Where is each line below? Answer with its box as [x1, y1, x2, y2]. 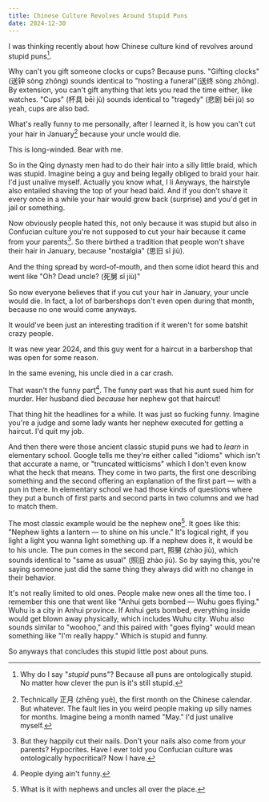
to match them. [8, 502, 58, 512]
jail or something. [8, 202, 66, 213]
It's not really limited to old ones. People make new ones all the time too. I [8, 588, 251, 597]
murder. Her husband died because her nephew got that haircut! [8, 394, 221, 403]
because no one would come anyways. [8, 305, 138, 314]
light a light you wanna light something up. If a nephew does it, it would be [8, 535, 254, 545]
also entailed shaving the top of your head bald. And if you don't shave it [8, 185, 248, 195]
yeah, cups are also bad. [8, 103, 90, 113]
